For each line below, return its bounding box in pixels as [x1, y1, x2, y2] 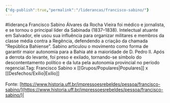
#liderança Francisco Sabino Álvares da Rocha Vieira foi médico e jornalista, [5, 21, 165, 28]
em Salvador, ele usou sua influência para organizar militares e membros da [5, 32, 164, 38]
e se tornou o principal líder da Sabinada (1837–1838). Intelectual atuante [5, 27, 158, 33]
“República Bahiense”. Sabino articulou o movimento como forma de [5, 43, 149, 49]
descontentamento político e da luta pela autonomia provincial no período [5, 59, 160, 65]
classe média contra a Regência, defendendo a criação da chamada [5, 38, 148, 44]
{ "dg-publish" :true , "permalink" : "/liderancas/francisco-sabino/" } [5, 7, 149, 13]
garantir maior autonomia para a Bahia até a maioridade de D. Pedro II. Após [5, 48, 164, 55]
